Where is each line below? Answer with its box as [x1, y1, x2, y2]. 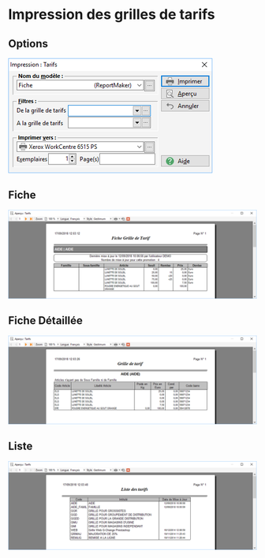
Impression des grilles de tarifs [8, 6, 215, 24]
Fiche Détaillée [8, 314, 83, 328]
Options [8, 37, 49, 50]
